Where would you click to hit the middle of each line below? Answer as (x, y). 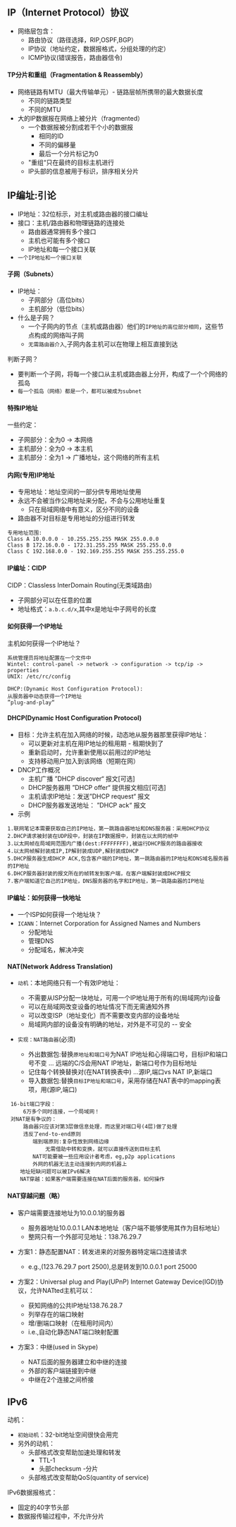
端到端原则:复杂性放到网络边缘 (71, 1142)
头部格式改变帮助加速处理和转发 (74, 1452)
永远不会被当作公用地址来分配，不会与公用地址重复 (92, 501)
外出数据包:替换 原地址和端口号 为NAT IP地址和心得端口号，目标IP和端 (125, 1054)
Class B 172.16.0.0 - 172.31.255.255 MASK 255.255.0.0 (89, 545)
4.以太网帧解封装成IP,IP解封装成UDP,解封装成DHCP (73, 851)
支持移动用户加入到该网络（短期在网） (83, 761)
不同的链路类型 (50, 101)
